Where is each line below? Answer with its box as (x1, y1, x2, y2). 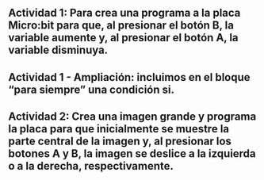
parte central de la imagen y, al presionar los (8, 135, 232, 148)
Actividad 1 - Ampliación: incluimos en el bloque (8, 71, 251, 84)
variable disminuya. (8, 44, 109, 57)
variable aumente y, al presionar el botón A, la (8, 31, 239, 44)
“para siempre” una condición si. (8, 82, 174, 96)
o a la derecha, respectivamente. (8, 159, 174, 173)
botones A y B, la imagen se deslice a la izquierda (8, 147, 256, 161)
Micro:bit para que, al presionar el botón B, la (8, 19, 234, 33)
